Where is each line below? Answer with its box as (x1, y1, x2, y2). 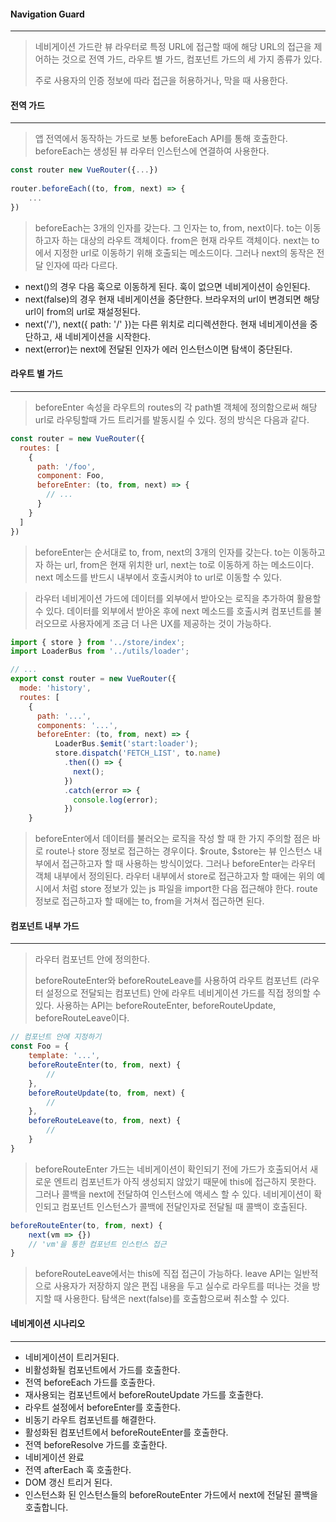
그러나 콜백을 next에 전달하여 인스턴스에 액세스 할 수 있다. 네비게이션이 (34, 1188, 312, 1200)
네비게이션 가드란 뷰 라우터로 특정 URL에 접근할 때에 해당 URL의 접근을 (34, 41, 312, 53)
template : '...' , (28, 1051, 101, 1061)
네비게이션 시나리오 (10, 1317, 86, 1329)
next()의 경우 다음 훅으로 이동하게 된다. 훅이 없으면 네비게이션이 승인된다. (24, 280, 311, 292)
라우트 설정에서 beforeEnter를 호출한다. (24, 1401, 181, 1413)
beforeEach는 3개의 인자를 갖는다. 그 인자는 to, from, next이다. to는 (34, 221, 303, 234)
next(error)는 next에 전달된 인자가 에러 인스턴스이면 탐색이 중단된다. (24, 343, 293, 355)
